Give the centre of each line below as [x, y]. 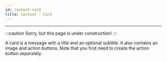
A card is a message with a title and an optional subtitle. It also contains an [82, 43]
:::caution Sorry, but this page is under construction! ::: [61, 33]
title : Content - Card [29, 14]
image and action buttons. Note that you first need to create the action [77, 48]
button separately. [24, 53]
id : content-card [23, 10]
